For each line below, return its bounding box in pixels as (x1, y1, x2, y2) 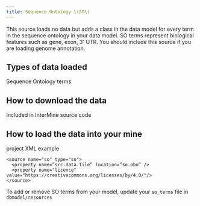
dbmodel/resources (6, 195, 52, 201)
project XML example (6, 145, 59, 152)
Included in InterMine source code (6, 111, 92, 119)
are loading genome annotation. (6, 45, 86, 52)
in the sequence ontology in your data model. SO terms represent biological (6, 31, 195, 39)
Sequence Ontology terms (6, 78, 72, 85)
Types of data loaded (6, 62, 87, 72)
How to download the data (6, 95, 107, 105)
